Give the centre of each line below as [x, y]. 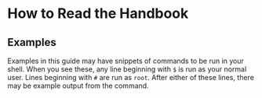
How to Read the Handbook [98, 14]
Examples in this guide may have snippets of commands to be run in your [126, 61]
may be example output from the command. [78, 86]
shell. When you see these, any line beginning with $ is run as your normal [127, 69]
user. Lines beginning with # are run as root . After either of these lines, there [131, 77]
